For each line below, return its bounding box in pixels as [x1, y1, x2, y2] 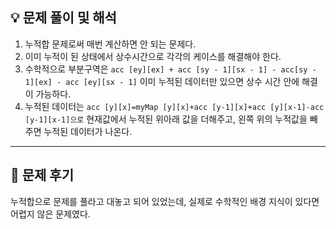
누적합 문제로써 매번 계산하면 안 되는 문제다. [24, 38, 197, 50]
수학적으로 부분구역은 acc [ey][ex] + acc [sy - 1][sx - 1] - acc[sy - [24, 63, 317, 75]
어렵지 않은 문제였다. [10, 208, 91, 220]
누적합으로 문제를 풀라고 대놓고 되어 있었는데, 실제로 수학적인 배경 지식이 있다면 [10, 195, 320, 207]
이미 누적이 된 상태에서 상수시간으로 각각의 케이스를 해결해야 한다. [24, 50, 282, 62]
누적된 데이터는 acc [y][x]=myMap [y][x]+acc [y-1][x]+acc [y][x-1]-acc [24, 100, 325, 112]
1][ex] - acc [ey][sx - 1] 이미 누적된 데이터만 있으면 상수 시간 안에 [24, 75, 300, 87]
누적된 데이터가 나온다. [43, 125, 133, 137]
